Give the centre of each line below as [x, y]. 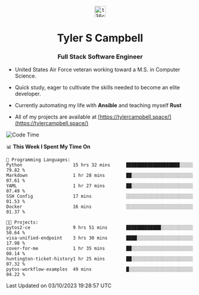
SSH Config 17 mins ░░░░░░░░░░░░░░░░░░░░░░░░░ [100, 197]
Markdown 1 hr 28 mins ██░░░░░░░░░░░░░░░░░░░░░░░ [100, 176]
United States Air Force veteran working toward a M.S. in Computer [97, 70]
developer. [28, 94]
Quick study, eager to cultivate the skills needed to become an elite [97, 88]
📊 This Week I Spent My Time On [48, 147]
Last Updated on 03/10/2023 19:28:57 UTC [59, 285]
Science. [26, 76]
